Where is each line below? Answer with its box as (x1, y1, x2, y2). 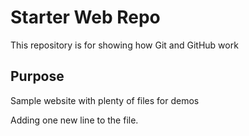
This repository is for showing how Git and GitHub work (10, 39, 239, 51)
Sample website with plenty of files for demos (10, 94, 200, 106)
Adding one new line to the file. (10, 114, 139, 126)
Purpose (10, 68, 65, 85)
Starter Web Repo (10, 6, 161, 29)
